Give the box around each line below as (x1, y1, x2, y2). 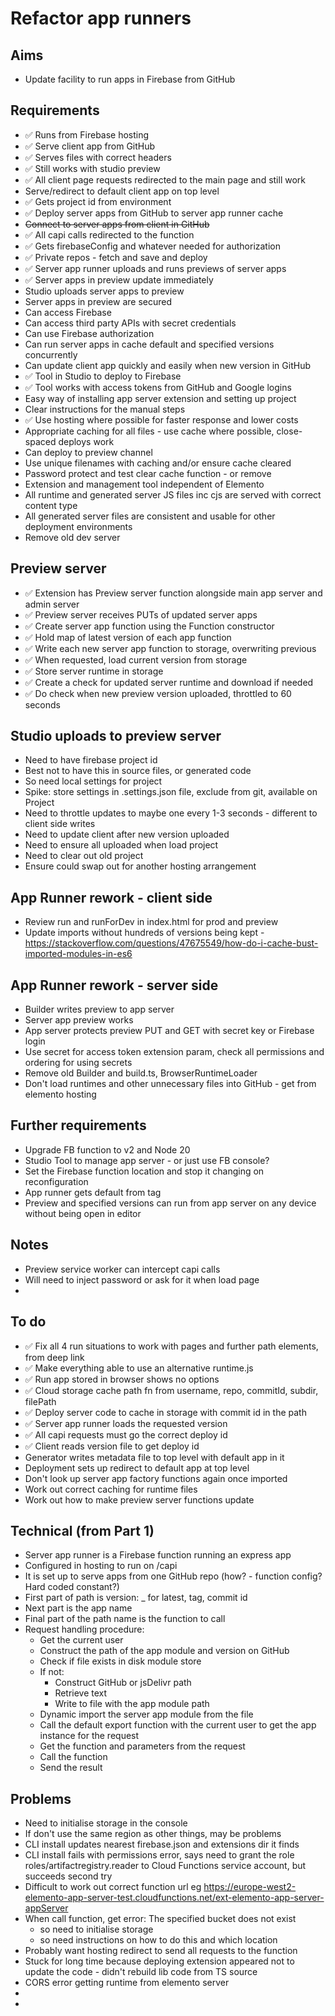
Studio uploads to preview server (10, 728, 222, 745)
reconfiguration (24, 1175, 89, 1187)
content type (24, 499, 78, 511)
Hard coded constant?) (24, 1581, 120, 1593)
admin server (24, 598, 80, 610)
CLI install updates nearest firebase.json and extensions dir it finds (24, 1838, 300, 1851)
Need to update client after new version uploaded (24, 828, 230, 841)
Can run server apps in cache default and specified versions (24, 338, 275, 350)
